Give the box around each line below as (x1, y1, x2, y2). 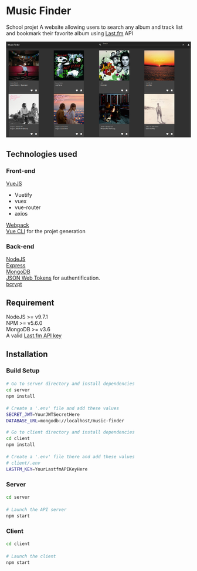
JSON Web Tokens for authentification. (6, 274, 101, 281)
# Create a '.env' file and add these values (6, 405, 119, 412)
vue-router (14, 204, 41, 211)
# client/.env (6, 460, 41, 466)
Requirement (6, 298, 55, 308)
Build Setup (6, 367, 40, 375)
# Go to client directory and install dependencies (6, 429, 135, 435)
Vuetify (14, 192, 32, 199)
